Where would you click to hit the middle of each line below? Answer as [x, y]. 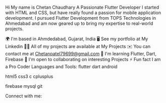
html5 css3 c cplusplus [29, 76]
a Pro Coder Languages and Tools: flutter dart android [61, 67]
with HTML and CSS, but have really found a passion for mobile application [83, 13]
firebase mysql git [24, 86]
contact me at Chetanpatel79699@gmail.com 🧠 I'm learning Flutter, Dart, [81, 54]
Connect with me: [23, 96]
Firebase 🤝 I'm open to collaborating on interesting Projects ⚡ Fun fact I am [83, 59]
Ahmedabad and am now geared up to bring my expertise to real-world [79, 23]
